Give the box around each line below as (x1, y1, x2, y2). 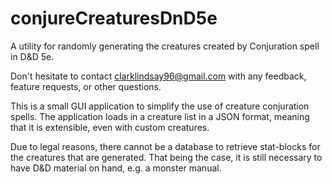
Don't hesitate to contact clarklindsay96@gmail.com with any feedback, (10, 70, 307, 82)
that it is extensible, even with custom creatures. (10, 121, 210, 133)
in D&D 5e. (10, 50, 55, 62)
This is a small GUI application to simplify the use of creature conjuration (10, 100, 310, 112)
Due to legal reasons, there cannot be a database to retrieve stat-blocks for (10, 140, 321, 152)
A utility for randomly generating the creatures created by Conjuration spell (10, 40, 320, 52)
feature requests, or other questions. (10, 80, 162, 92)
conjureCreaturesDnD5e (10, 7, 218, 30)
